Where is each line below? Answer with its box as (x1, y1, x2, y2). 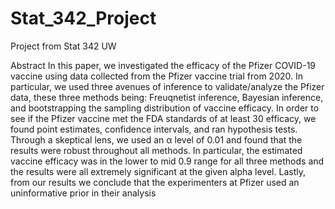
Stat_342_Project (10, 7, 157, 30)
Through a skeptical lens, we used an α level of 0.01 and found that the (10, 133, 303, 146)
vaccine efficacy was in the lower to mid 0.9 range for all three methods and (10, 155, 325, 167)
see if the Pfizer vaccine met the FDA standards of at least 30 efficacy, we (10, 112, 317, 124)
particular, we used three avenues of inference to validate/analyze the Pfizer (10, 80, 325, 92)
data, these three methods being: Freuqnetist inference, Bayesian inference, (10, 91, 324, 103)
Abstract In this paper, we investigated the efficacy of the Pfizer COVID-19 (10, 59, 317, 71)
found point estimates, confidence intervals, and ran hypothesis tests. (10, 123, 298, 135)
